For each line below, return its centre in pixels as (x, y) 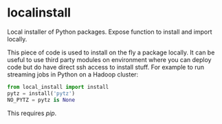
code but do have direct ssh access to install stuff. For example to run (106, 67)
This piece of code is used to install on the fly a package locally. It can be (111, 52)
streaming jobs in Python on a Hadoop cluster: (73, 74)
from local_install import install (58, 87)
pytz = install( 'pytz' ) (41, 93)
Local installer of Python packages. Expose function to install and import (110, 32)
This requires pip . (32, 113)
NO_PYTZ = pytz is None (41, 100)
